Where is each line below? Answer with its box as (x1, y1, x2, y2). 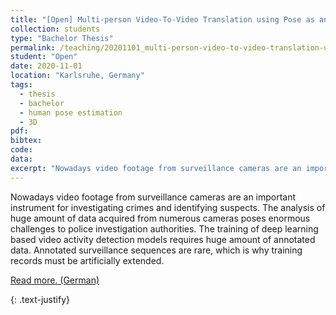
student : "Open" (10, 52, 78, 62)
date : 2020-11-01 (10, 61, 83, 71)
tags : (10, 80, 33, 90)
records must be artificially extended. (10, 254, 165, 266)
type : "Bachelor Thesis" (10, 33, 114, 43)
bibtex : (10, 136, 43, 146)
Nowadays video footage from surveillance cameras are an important (10, 191, 297, 203)
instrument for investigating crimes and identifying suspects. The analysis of (10, 201, 326, 213)
